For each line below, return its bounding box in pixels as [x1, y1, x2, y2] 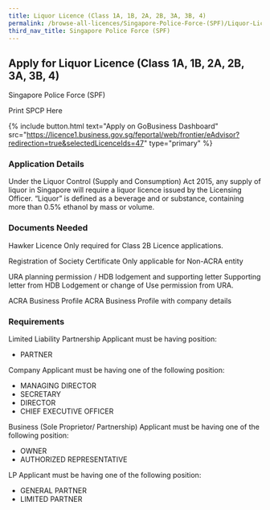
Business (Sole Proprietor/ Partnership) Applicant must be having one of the [8, 422, 260, 432]
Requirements [8, 316, 65, 327]
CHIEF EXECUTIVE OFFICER [19, 406, 114, 416]
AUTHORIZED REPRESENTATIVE [19, 455, 128, 464]
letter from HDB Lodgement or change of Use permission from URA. [8, 280, 234, 290]
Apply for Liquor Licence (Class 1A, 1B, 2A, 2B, [8, 56, 245, 70]
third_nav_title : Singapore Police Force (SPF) [8, 27, 171, 35]
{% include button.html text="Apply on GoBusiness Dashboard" [8, 121, 219, 131]
